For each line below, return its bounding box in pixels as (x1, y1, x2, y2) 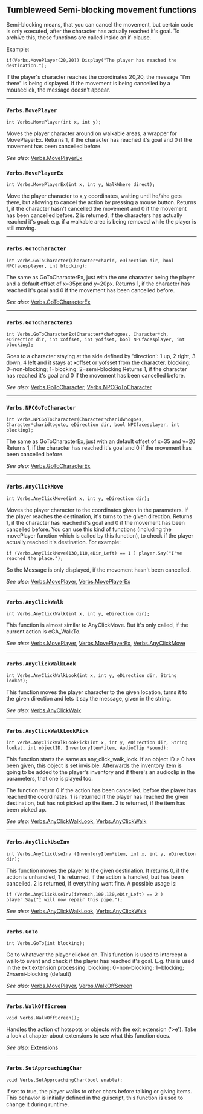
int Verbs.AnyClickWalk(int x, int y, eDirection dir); (6, 610, 150, 617)
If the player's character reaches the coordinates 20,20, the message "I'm (6, 73, 190, 81)
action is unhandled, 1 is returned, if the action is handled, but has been (6, 873, 184, 881)
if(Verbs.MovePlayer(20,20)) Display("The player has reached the (6, 57, 177, 63)
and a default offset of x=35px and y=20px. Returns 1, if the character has (6, 280, 190, 287)
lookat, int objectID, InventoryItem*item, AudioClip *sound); (6, 745, 169, 751)
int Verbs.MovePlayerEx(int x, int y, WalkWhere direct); (6, 182, 155, 188)
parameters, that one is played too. (6, 775, 94, 782)
